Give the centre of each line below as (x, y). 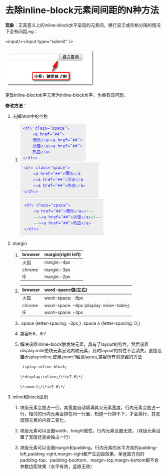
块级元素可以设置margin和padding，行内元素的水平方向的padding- (89, 448)
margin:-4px (57, 262)
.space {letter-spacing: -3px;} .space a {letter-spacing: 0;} (80, 323)
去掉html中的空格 (30, 116)
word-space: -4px (64, 312)
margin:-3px (57, 270)
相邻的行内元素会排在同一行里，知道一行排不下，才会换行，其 (92, 414)
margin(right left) (62, 255)
